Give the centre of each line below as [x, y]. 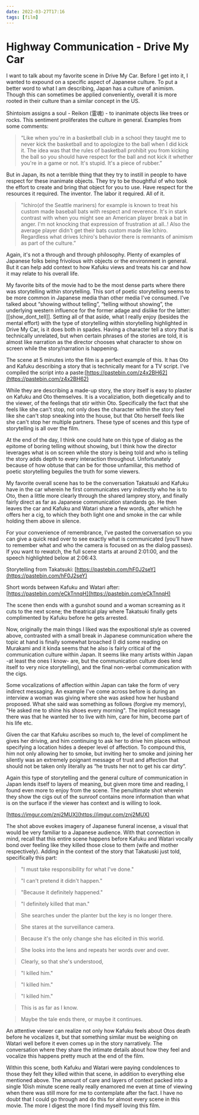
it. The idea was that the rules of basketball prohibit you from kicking [105, 151]
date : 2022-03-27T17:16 [36, 12]
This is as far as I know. [49, 1008]
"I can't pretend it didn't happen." [61, 881]
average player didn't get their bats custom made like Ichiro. [94, 230]
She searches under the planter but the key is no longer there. [97, 916]
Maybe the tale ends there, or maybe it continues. [81, 1019]
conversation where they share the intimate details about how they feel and [98, 1050]
